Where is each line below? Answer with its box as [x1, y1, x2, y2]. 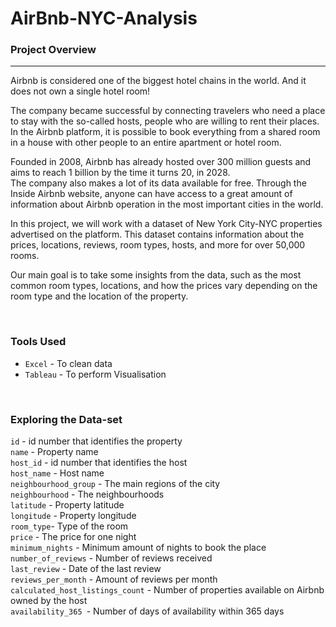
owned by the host [10, 595, 88, 607]
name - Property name [10, 446, 99, 458]
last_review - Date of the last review [10, 563, 162, 575]
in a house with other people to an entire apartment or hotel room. [10, 137, 282, 149]
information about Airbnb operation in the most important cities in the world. [10, 198, 324, 211]
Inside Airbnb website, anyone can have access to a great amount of [10, 188, 293, 200]
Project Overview [10, 43, 97, 57]
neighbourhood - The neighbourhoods [10, 488, 165, 501]
